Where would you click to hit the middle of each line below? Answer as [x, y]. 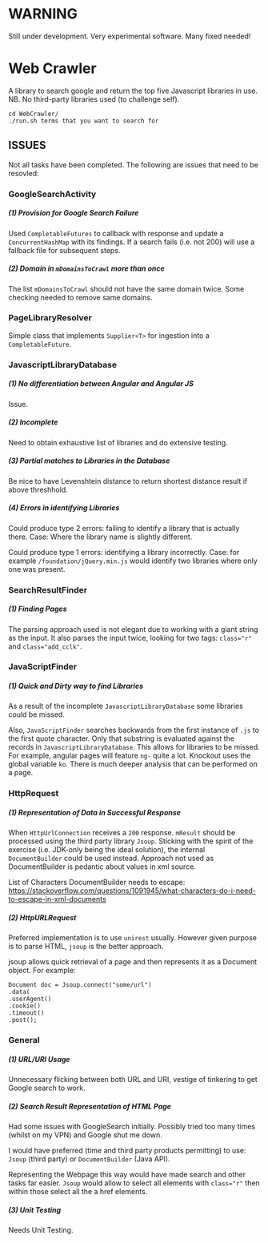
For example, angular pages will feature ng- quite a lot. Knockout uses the [130, 756]
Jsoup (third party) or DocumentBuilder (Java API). [89, 1159]
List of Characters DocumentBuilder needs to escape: [97, 883]
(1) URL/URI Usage [39, 1059]
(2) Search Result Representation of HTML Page [90, 1106]
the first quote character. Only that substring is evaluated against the [121, 738]
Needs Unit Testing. [41, 1230]
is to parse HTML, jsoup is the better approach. [86, 947]
